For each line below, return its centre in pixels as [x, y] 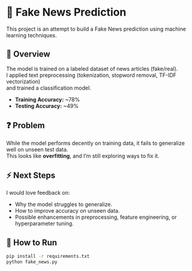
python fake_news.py [32, 262]
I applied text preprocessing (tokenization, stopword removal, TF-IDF [91, 75]
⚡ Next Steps [31, 175]
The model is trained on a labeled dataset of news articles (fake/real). [92, 69]
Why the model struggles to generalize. [64, 204]
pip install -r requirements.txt [48, 257]
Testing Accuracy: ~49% [47, 106]
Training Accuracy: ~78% [47, 99]
